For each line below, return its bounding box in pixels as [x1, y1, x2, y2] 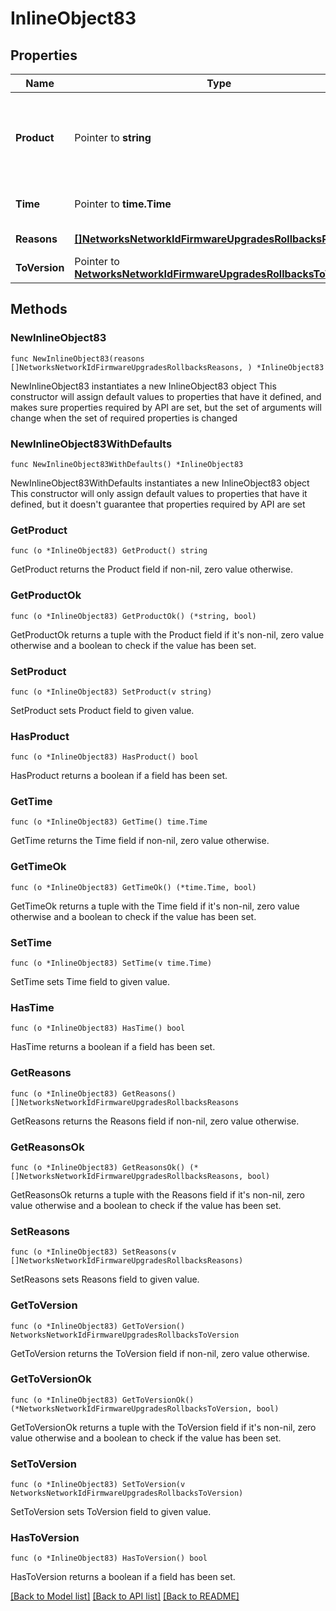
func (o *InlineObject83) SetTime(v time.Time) [10, 958, 213, 969]
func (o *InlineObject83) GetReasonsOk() [10, 1162, 186, 1172]
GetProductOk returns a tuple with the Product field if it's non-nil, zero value [10, 628, 325, 641]
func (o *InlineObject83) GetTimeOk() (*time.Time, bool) [10, 882, 257, 892]
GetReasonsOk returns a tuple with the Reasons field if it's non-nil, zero [10, 1188, 305, 1201]
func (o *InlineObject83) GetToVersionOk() [10, 1395, 195, 1405]
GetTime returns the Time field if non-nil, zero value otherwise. [10, 835, 270, 847]
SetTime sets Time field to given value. [10, 976, 171, 988]
